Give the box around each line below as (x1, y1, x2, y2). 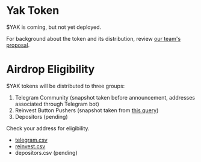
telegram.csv (14, 136, 48, 143)
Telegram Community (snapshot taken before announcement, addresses (14, 94, 196, 101)
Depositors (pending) (14, 113, 68, 120)
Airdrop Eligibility (6, 62, 95, 76)
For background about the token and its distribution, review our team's (6, 35, 181, 42)
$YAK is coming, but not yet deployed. (6, 23, 102, 31)
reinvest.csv (14, 142, 46, 150)
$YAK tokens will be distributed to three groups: (6, 82, 125, 89)
